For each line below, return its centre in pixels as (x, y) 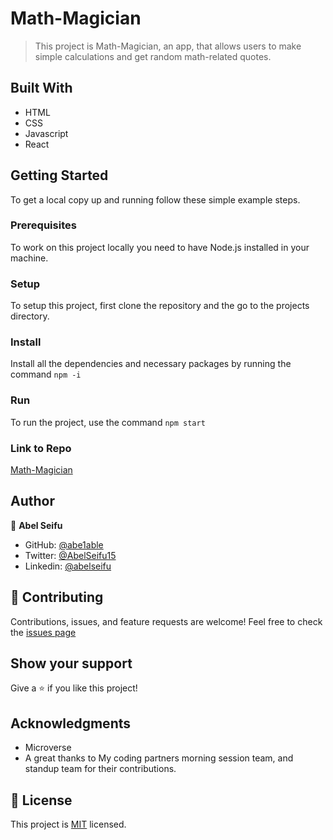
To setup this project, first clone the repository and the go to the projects (160, 306)
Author (32, 501)
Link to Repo (41, 448)
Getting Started (59, 175)
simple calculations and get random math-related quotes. (153, 56)
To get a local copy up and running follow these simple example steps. (155, 199)
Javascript (46, 133)
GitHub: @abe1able (64, 544)
